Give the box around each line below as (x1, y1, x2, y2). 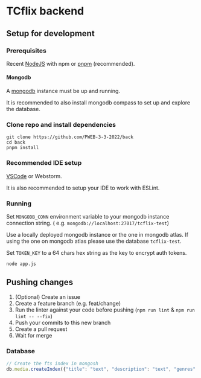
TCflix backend (6, 4, 85, 18)
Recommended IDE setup (6, 159, 82, 167)
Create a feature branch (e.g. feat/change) (14, 300, 121, 307)
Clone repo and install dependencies (6, 121, 116, 129)
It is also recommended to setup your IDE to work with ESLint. (6, 184, 160, 191)
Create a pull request (14, 325, 68, 333)
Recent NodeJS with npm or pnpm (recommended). (6, 60, 135, 67)
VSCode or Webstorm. (6, 172, 62, 179)
